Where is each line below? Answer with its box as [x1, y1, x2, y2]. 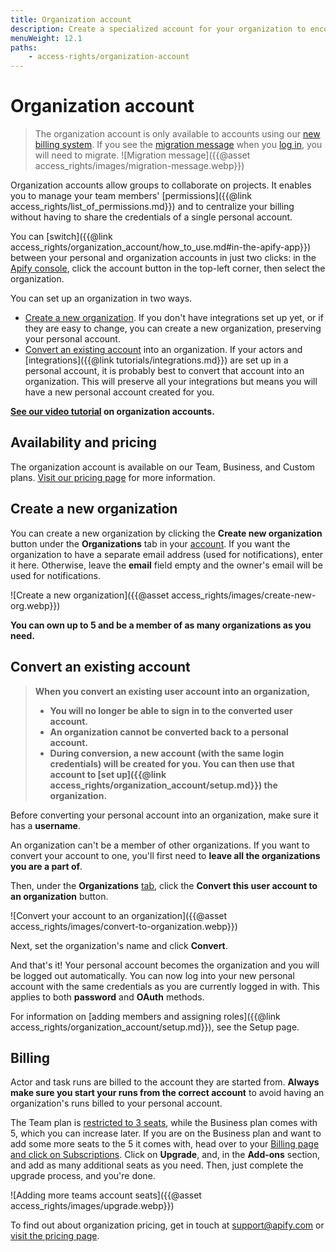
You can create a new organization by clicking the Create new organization [10, 527, 323, 539]
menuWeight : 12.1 [10, 33, 83, 43]
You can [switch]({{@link [10, 231, 113, 243]
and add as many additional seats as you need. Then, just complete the [10, 1159, 304, 1171]
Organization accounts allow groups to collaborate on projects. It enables [10, 179, 312, 191]
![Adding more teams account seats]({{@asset [10, 1189, 202, 1201]
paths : [10, 42, 38, 53]
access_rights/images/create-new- [171, 589, 317, 601]
